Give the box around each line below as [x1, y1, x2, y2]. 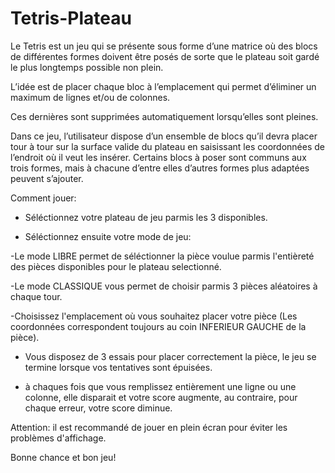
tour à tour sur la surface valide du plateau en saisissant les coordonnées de [10, 140, 325, 152]
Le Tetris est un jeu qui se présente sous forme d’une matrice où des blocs [10, 40, 318, 52]
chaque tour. [10, 290, 63, 302]
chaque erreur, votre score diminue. [24, 402, 173, 414]
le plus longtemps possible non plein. [10, 61, 164, 73]
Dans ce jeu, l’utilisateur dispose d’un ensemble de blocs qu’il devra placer [10, 130, 318, 142]
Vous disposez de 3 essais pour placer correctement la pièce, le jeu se [24, 350, 317, 362]
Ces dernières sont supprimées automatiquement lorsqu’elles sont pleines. [10, 110, 319, 122]
